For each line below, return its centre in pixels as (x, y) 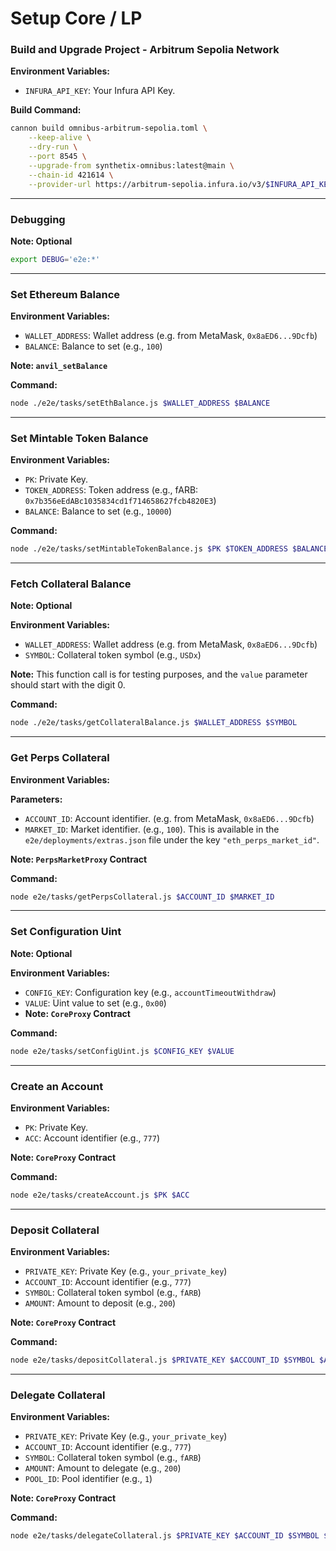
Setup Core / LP (76, 18)
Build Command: (46, 110)
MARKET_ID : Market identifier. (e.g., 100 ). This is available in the (152, 829)
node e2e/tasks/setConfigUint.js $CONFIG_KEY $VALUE (122, 1051)
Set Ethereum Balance (65, 294)
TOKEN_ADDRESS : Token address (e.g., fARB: (111, 490)
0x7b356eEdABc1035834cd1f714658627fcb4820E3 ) (120, 501)
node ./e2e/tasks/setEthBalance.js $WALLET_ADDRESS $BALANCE (140, 403)
